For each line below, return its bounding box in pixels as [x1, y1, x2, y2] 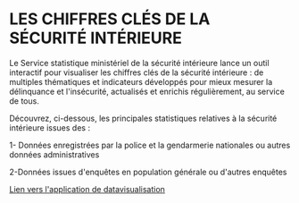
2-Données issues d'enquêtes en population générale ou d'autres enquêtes [9, 166, 287, 177]
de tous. [9, 95, 40, 106]
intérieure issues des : [9, 122, 91, 133]
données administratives [9, 148, 100, 160]
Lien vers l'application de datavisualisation [9, 183, 165, 194]
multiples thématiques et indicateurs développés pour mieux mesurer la [9, 76, 273, 87]
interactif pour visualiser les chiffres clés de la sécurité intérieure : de [9, 67, 264, 78]
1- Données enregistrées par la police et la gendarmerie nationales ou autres [9, 140, 291, 150]
